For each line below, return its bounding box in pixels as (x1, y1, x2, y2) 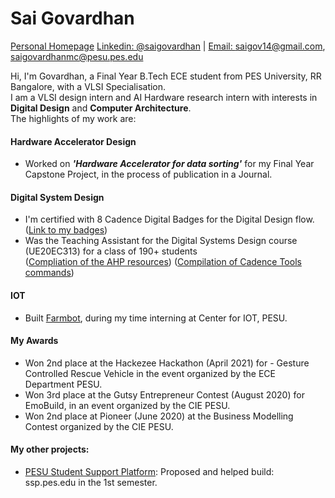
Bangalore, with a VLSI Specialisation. (10, 80, 167, 92)
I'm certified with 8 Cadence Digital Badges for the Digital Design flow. (24, 213, 315, 226)
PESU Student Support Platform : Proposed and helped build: (24, 465, 275, 477)
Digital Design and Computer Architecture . (10, 102, 192, 114)
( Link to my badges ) (24, 224, 108, 236)
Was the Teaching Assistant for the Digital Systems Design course (24, 235, 298, 247)
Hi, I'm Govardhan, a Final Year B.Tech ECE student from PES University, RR (10, 70, 322, 82)
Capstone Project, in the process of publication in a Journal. (24, 168, 273, 181)
